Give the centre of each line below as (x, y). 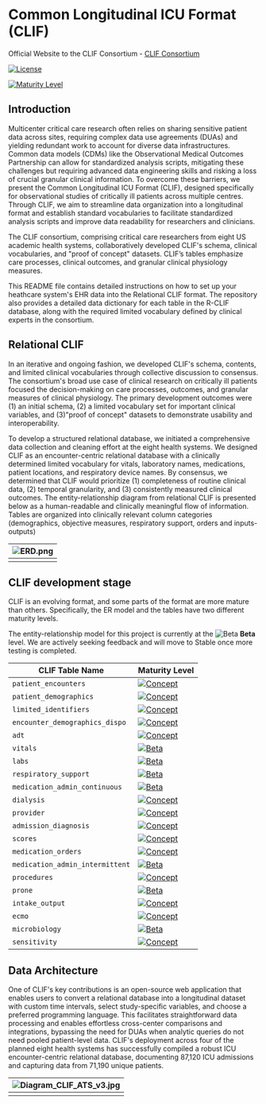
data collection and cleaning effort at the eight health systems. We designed (133, 447)
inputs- (246, 523)
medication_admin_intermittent (71, 865)
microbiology (37, 929)
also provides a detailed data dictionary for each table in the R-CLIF (119, 303)
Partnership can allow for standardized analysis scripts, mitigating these (126, 162)
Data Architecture (53, 970)
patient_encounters (49, 684)
